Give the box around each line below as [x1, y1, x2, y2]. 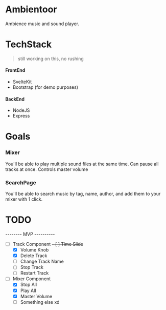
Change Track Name [20, 258, 64, 265]
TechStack [5, 38, 52, 50]
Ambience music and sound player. [5, 21, 79, 27]
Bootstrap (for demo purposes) [12, 84, 78, 90]
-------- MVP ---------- [5, 231, 55, 237]
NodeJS [12, 107, 30, 113]
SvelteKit [12, 79, 32, 85]
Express [12, 113, 30, 119]
